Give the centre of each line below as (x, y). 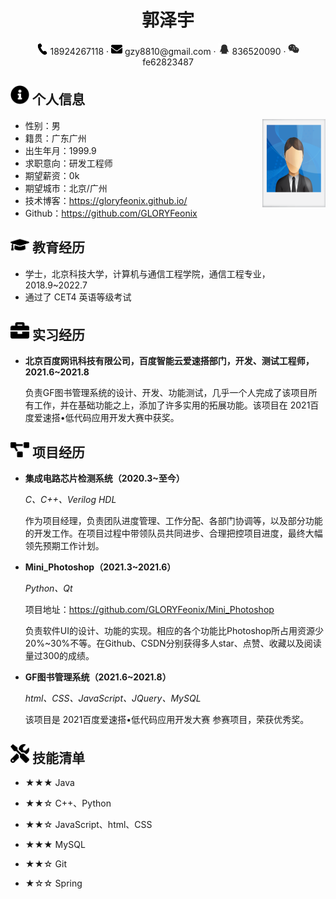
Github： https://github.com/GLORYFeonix (111, 213)
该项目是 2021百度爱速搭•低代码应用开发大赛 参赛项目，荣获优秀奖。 (167, 720)
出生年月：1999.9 (60, 150)
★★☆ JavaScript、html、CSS (88, 824)
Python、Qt (48, 588)
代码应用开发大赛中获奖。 (126, 418)
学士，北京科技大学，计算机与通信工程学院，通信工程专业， (147, 273)
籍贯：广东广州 (55, 138)
